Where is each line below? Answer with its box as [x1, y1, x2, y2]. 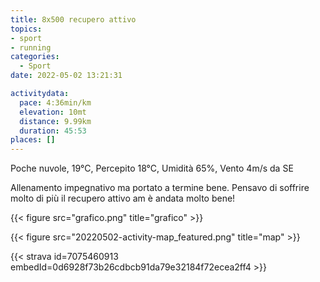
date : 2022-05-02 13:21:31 [10, 71, 123, 81]
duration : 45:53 [19, 126, 87, 136]
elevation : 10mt [19, 107, 87, 117]
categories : [10, 52, 60, 62]
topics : [10, 24, 43, 34]
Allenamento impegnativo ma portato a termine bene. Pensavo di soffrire [10, 182, 310, 194]
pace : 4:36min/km [19, 97, 92, 108]
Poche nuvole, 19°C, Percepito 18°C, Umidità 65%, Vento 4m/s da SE [10, 162, 294, 175]
